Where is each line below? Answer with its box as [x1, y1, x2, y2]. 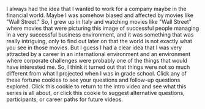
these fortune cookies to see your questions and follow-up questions [6, 76, 181, 83]
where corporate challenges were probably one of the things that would [6, 57, 188, 64]
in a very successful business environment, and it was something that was [6, 31, 194, 38]
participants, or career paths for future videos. [6, 96, 124, 103]
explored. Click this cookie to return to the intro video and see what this [6, 83, 187, 90]
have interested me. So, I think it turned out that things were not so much [6, 63, 190, 71]
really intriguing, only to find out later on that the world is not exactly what [6, 38, 193, 44]
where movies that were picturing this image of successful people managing [6, 24, 199, 32]
